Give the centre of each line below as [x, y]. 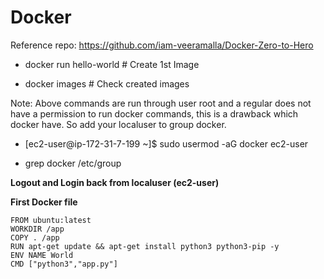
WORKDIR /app [37, 229]
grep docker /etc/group [73, 163]
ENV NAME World [42, 255]
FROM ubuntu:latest [51, 220]
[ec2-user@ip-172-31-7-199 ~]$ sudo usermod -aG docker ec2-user [166, 143]
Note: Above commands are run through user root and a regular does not [161, 103]
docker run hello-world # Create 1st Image [112, 64]
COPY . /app [35, 237]
